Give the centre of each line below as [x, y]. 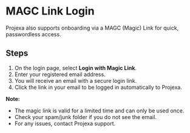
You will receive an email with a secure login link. [76, 80]
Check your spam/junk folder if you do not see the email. [86, 117]
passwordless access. [33, 34]
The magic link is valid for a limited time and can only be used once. [99, 111]
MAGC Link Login [50, 11]
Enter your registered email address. [60, 74]
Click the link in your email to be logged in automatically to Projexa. [98, 87]
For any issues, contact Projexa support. [65, 123]
